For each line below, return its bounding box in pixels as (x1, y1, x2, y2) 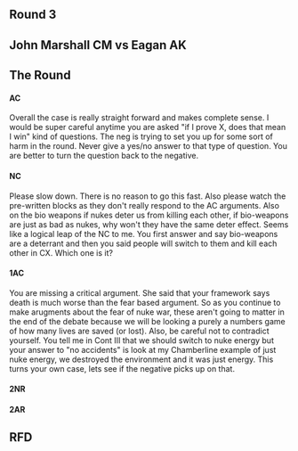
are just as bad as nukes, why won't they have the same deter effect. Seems (9, 218, 289, 230)
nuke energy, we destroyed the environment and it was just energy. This (9, 354, 274, 365)
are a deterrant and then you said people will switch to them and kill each (9, 238, 278, 249)
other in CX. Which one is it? (9, 247, 114, 258)
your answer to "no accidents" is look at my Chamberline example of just (9, 344, 277, 355)
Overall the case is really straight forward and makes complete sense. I (9, 112, 270, 123)
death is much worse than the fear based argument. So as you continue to (9, 297, 281, 307)
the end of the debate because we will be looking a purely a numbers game (9, 316, 286, 326)
